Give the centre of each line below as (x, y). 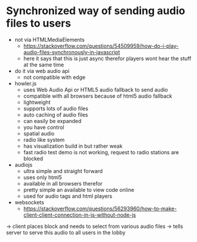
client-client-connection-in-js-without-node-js (80, 215)
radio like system (44, 140)
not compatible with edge (54, 77)
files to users (39, 23)
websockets (29, 202)
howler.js (26, 83)
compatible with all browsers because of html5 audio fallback (98, 96)
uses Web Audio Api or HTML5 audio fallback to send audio (96, 89)
